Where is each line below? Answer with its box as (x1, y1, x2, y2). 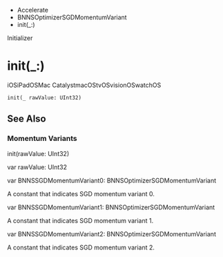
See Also (7, 113, 46, 125)
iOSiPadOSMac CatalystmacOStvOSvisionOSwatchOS (7, 81, 162, 89)
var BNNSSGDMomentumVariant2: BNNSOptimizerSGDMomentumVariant (7, 229, 216, 238)
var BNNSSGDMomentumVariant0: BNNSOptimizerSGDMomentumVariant (7, 176, 217, 184)
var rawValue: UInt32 (7, 162, 68, 171)
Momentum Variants (7, 134, 77, 144)
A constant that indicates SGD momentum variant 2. (7, 243, 155, 251)
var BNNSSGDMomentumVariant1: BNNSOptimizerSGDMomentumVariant (7, 203, 215, 211)
